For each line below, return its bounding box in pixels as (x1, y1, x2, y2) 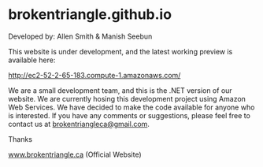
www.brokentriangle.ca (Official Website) (8, 150, 142, 159)
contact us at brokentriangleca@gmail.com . (8, 119, 150, 128)
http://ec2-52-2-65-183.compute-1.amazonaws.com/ (8, 70, 181, 80)
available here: (8, 55, 56, 65)
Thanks (8, 134, 33, 143)
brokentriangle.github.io (8, 6, 172, 24)
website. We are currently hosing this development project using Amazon (8, 94, 246, 103)
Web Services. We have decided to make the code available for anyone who (8, 102, 255, 112)
